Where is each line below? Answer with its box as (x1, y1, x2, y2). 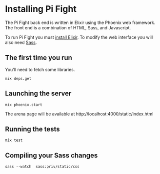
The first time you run (5, 54, 72, 62)
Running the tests (5, 125, 60, 133)
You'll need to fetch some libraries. (5, 66, 75, 72)
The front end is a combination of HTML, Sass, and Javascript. (5, 24, 131, 30)
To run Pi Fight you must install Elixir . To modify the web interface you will (5, 34, 153, 40)
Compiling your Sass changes (5, 151, 98, 159)
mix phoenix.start (5, 102, 42, 107)
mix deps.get (5, 76, 32, 81)
